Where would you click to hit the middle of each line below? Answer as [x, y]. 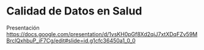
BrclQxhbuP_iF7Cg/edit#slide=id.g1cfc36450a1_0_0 [71, 40]
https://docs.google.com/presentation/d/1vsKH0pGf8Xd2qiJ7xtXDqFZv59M [102, 34]
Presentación [23, 28]
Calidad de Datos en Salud [74, 11]
